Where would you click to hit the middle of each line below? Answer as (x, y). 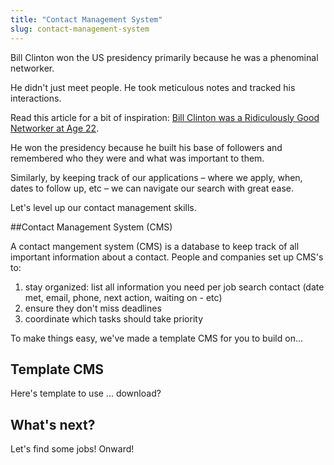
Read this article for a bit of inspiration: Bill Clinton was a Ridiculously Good (165, 117)
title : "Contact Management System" (86, 19)
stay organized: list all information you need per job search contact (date (174, 287)
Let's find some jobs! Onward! (72, 449)
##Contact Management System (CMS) (91, 227)
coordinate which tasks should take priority (114, 318)
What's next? (53, 424)
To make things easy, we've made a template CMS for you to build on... (157, 338)
